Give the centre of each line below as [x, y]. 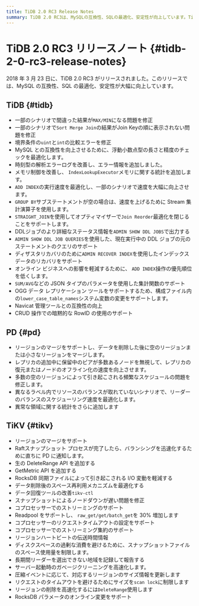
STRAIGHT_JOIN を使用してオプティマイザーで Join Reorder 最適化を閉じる [102, 217]
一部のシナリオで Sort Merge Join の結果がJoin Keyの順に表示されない [99, 128]
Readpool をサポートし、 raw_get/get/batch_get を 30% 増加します [97, 515]
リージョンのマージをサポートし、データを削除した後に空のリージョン [100, 348]
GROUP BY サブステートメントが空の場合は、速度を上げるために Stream [100, 202]
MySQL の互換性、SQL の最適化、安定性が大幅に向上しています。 [96, 86]
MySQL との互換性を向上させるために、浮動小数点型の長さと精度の [97, 150]
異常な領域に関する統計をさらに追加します [67, 407]
